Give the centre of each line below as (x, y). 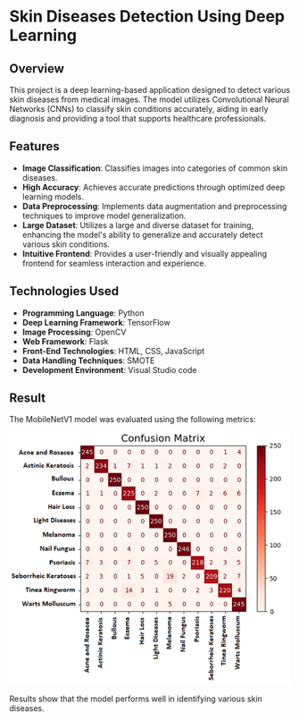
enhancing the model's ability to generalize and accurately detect (142, 234)
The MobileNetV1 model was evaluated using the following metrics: (133, 420)
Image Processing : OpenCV (74, 332)
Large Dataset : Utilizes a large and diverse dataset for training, (138, 225)
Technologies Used (64, 291)
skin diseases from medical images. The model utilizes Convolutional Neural (149, 99)
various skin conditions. (66, 244)
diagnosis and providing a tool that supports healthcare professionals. (138, 119)
